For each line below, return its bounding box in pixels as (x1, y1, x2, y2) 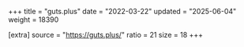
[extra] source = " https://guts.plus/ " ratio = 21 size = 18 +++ (8, 31, 204, 39)
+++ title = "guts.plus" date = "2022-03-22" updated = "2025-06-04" (8, 7, 237, 16)
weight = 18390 (8, 15, 59, 24)
